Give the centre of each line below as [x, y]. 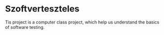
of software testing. [25, 27]
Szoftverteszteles [42, 9]
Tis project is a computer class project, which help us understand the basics [82, 22]
